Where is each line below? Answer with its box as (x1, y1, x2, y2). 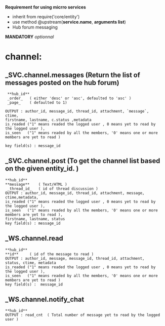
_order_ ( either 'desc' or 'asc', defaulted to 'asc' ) (7, 96, 132, 101)
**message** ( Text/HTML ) (5, 182, 68, 187)
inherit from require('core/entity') (12, 14, 80, 19)
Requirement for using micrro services (5, 4, 86, 10)
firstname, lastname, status (5, 216, 65, 221)
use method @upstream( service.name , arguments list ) (12, 19, 126, 25)
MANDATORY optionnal (5, 34, 54, 40)
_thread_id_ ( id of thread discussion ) (7, 186, 98, 191)
